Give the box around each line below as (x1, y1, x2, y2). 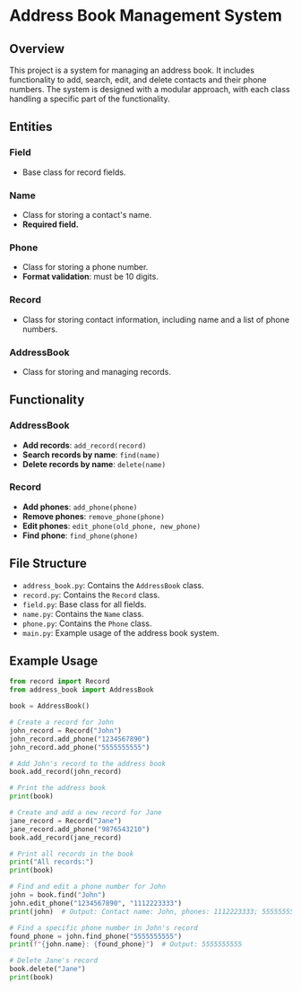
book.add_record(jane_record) (9, 833, 123, 842)
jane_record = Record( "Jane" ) (9, 816, 123, 825)
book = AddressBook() (9, 701, 90, 711)
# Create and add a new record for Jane (9, 808, 163, 817)
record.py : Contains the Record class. (21, 589, 160, 600)
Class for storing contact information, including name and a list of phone (21, 314, 289, 325)
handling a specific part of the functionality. (9, 93, 170, 104)
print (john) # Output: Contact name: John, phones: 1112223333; (9, 907, 258, 916)
